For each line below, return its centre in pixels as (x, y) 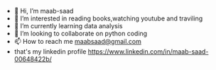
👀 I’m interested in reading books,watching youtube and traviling (108, 18)
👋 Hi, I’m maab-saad (44, 11)
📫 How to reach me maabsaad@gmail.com (78, 41)
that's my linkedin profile (50, 52)
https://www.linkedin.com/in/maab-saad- (148, 52)
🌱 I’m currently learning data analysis (68, 26)
